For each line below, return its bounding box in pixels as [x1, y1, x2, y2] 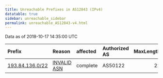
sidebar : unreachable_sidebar [5, 16, 66, 21]
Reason [52, 48, 70, 55]
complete [76, 62, 98, 69]
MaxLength [133, 48, 161, 55]
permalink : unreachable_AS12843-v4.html [5, 20, 88, 26]
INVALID [52, 59, 72, 66]
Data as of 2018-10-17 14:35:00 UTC [5, 34, 78, 39]
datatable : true [5, 12, 38, 16]
